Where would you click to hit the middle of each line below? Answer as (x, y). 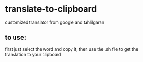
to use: (16, 38)
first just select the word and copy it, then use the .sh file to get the (72, 49)
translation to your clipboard (33, 54)
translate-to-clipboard (51, 9)
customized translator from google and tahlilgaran (55, 22)
